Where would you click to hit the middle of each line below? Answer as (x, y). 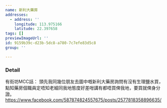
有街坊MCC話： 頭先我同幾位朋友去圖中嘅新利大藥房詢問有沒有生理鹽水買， (84, 81)
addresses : (17, 15)
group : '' (16, 48)
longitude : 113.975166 (38, 24)
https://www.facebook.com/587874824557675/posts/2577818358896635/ (83, 100)
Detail (13, 70)
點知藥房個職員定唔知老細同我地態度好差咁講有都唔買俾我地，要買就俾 (78, 88)
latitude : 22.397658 (36, 29)
